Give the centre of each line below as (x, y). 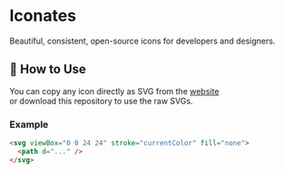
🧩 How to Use (48, 69)
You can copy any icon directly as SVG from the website (114, 91)
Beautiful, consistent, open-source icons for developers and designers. (142, 41)
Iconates (43, 16)
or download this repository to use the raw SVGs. (101, 101)
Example (29, 124)
